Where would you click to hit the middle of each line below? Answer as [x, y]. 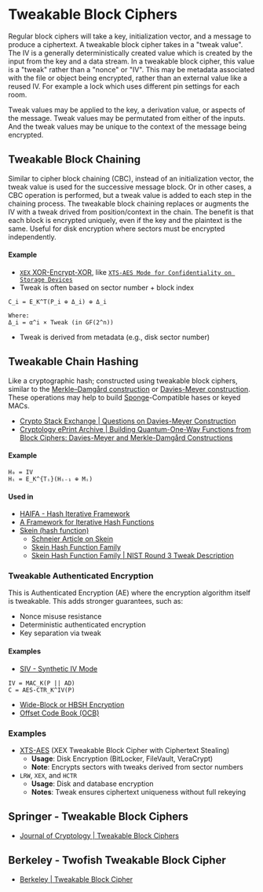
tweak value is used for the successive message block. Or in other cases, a [130, 187]
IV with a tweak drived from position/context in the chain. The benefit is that [131, 212]
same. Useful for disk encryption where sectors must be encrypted [117, 228]
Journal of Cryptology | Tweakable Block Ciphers [99, 835]
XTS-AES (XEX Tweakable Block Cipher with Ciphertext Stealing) [124, 750]
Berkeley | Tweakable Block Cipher [76, 879]
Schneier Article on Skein [72, 539]
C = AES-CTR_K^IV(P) [42, 690]
